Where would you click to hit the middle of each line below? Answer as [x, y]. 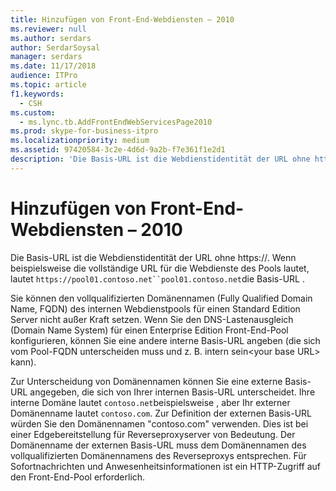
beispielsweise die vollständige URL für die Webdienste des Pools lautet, [160, 268]
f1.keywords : [37, 94]
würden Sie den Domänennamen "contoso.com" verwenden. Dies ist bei [159, 423]
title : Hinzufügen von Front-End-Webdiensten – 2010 [122, 19]
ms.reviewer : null [48, 29]
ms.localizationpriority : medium [80, 141]
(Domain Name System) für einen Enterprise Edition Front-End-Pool [149, 330]
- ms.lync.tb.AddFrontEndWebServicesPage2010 [116, 122]
